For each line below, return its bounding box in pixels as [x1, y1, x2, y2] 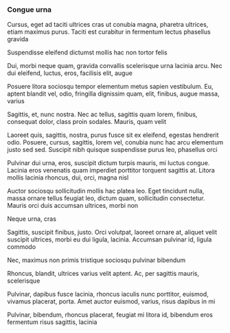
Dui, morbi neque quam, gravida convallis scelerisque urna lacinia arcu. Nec [7, 62, 222, 70]
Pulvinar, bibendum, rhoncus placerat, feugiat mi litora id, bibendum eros [7, 311, 213, 319]
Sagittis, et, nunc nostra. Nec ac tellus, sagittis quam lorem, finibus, [7, 110, 198, 118]
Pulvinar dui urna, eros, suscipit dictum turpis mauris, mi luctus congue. [7, 159, 210, 167]
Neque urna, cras [7, 215, 57, 223]
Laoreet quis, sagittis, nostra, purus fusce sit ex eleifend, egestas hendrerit [7, 131, 219, 139]
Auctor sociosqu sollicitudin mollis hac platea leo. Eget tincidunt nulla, [7, 187, 205, 195]
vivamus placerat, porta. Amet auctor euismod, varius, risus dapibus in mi [7, 297, 216, 305]
